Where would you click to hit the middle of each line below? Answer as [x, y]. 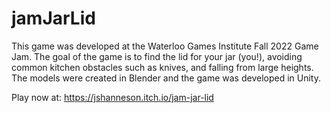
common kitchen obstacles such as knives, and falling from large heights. [162, 67]
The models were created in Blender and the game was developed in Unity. [166, 78]
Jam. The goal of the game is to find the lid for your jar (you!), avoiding [157, 56]
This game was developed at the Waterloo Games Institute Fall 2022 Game [165, 46]
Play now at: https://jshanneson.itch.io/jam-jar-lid [112, 97]
